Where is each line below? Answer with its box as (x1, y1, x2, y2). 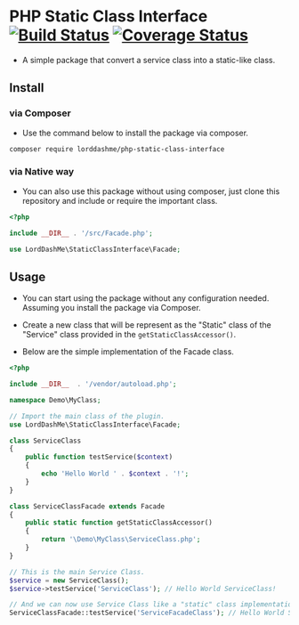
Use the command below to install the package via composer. (21, 127, 249, 138)
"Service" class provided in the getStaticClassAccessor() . (21, 329, 237, 340)
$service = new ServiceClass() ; (9, 576, 129, 585)
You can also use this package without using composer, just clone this (21, 185, 280, 197)
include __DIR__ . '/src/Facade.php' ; (9, 229, 153, 238)
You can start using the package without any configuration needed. (21, 293, 270, 304)
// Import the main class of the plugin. (9, 411, 166, 420)
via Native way (9, 166, 75, 178)
